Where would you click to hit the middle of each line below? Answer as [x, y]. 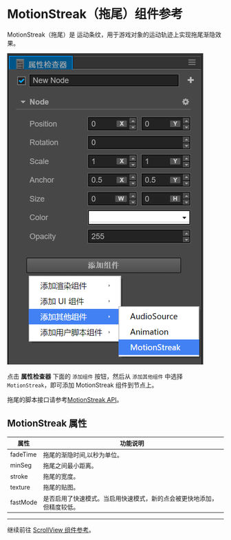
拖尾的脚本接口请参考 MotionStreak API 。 [65, 399]
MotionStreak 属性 [47, 424]
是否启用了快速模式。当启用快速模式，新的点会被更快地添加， [130, 498]
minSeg [21, 466]
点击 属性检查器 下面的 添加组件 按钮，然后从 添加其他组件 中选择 [95, 376]
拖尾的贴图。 [61, 488]
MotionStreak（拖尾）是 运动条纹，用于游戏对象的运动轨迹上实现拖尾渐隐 [111, 34]
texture [20, 487]
